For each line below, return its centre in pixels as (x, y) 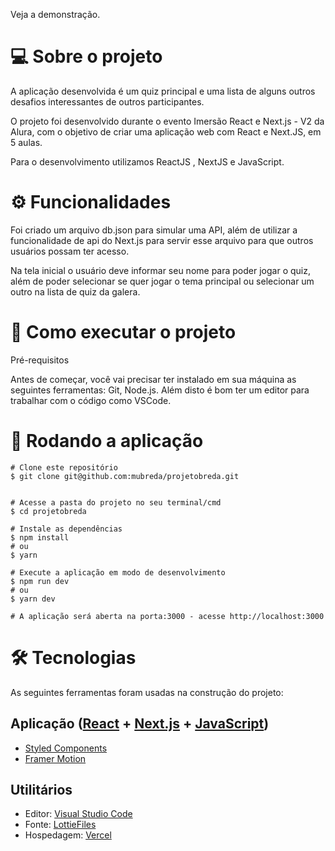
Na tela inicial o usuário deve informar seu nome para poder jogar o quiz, (160, 270)
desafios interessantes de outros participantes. (107, 101)
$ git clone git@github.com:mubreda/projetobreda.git (125, 476)
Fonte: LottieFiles (60, 825)
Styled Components (66, 748)
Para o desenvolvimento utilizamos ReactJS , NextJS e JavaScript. (147, 161)
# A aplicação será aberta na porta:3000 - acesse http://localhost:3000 (167, 616)
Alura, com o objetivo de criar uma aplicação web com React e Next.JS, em (166, 131)
